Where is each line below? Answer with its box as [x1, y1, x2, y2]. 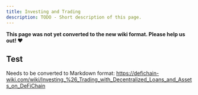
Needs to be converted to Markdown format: [6, 69, 115, 77]
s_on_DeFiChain [6, 83, 46, 90]
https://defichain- [116, 69, 159, 77]
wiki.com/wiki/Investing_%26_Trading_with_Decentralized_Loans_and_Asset [6, 76, 192, 83]
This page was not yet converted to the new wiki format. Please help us [6, 30, 186, 37]
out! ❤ [6, 37, 23, 44]
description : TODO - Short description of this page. [6, 14, 142, 20]
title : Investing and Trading [6, 8, 81, 15]
